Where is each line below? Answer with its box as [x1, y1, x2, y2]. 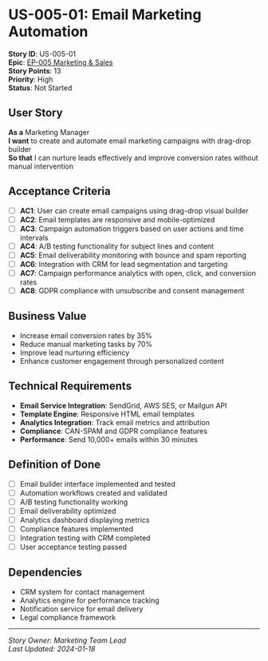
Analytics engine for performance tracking [19, 595, 160, 605]
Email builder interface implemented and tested [19, 479, 175, 488]
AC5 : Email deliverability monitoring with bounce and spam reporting [19, 250, 247, 260]
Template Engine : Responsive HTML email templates [19, 409, 195, 419]
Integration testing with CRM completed [19, 533, 151, 543]
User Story [8, 106, 63, 120]
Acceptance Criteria [8, 185, 111, 198]
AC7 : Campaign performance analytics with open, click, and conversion [19, 268, 257, 277]
